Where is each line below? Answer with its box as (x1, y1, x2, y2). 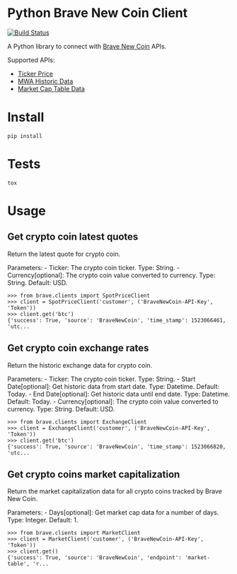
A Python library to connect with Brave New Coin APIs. (7, 42, 167, 50)
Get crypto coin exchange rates (7, 342, 149, 354)
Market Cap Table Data (17, 84, 85, 93)
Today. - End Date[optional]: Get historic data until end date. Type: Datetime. (7, 389, 230, 398)
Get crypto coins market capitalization (7, 469, 180, 481)
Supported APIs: (7, 55, 55, 64)
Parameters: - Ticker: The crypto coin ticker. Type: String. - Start (7, 375, 196, 383)
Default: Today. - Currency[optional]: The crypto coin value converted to (7, 397, 219, 406)
